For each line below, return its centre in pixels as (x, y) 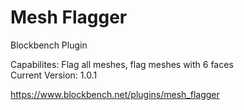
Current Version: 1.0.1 (54, 75)
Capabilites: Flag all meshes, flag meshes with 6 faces (122, 64)
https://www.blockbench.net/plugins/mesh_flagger (115, 94)
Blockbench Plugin (49, 45)
